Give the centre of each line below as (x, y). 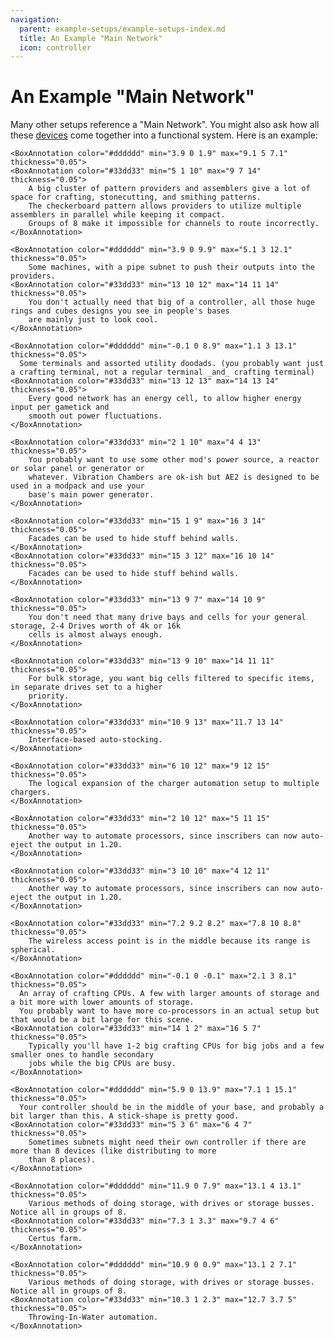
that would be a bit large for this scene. (102, 1020)
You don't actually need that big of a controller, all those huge (171, 302)
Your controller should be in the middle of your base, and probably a (172, 1107)
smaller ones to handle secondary (82, 1055)
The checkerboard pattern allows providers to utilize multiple (165, 206)
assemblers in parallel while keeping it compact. (118, 215)
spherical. (33, 950)
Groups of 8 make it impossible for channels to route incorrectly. (174, 224)
